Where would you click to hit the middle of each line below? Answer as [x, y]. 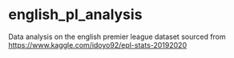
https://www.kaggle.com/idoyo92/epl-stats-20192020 [97, 44]
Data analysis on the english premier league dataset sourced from [117, 37]
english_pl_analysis [75, 15]
